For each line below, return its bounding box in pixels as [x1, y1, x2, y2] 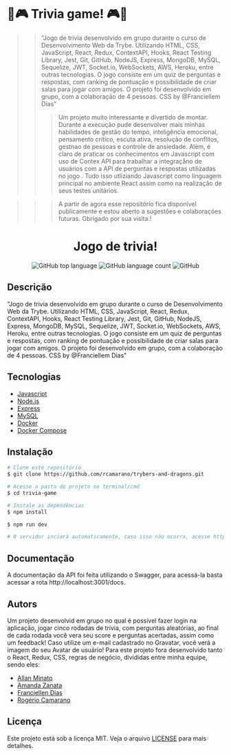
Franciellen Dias [16, 688, 63, 696]
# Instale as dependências [7, 502, 85, 509]
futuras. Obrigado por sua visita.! [58, 214, 152, 222]
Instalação [7, 446, 54, 458]
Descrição [7, 282, 52, 293]
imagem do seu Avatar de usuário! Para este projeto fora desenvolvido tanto [7, 645, 223, 654]
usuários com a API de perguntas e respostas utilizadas [58, 164, 217, 173]
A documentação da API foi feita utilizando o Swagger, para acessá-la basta [7, 571, 223, 579]
